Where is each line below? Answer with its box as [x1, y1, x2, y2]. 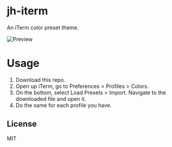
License [7, 119, 37, 129]
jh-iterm [7, 4, 49, 18]
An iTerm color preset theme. [7, 24, 79, 31]
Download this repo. [15, 76, 65, 83]
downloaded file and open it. [15, 95, 86, 102]
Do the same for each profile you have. [15, 102, 112, 109]
